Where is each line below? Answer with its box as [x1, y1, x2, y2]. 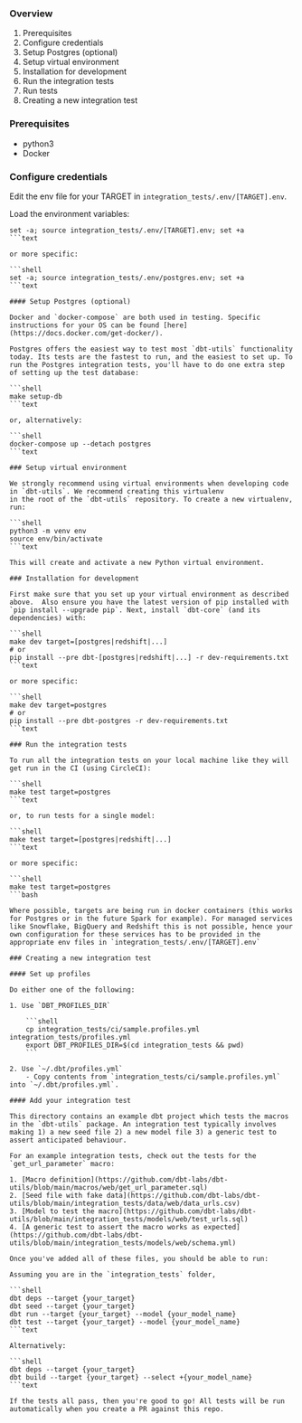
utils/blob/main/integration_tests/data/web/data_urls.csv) [9, 1199, 241, 1208]
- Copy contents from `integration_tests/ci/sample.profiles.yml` [25, 1072, 281, 1081]
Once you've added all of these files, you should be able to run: [9, 1254, 269, 1263]
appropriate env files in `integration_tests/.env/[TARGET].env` [9, 938, 260, 947]
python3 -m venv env [9, 526, 88, 535]
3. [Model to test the [9, 1206, 95, 1216]
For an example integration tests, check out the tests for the [9, 1151, 257, 1160]
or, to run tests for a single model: [9, 811, 156, 820]
